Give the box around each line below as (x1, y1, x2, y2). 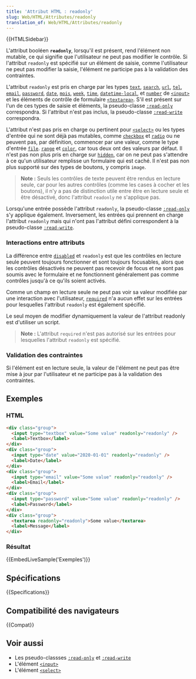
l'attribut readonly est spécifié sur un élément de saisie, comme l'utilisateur (6, 59, 188, 66)
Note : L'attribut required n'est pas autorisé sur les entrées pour (20, 330, 177, 337)
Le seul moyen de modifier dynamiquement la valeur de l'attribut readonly (6, 312, 185, 319)
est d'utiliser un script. (6, 318, 61, 325)
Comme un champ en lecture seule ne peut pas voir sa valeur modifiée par (6, 288, 187, 295)
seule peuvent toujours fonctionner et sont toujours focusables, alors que (6, 258, 184, 265)
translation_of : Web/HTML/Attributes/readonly (6, 19, 122, 25)
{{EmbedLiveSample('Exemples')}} (6, 556, 91, 563)
